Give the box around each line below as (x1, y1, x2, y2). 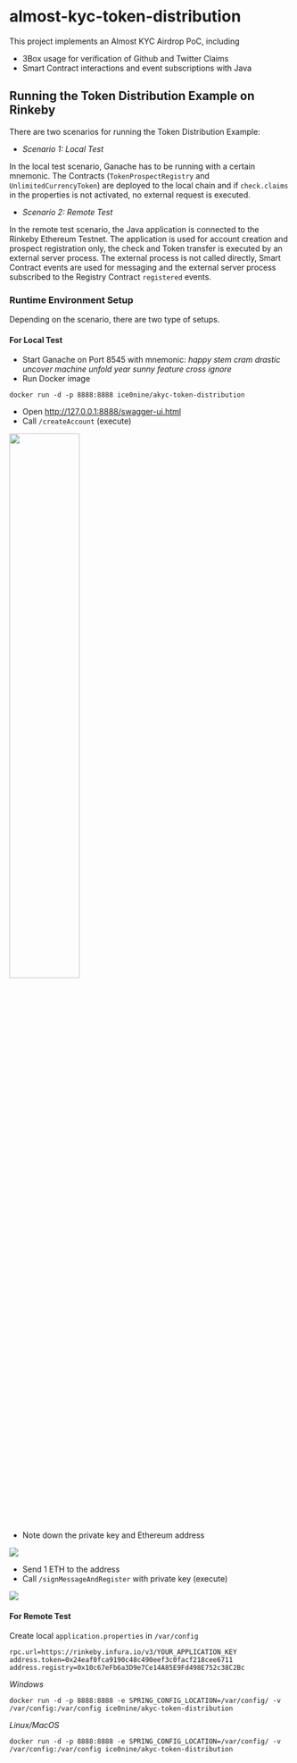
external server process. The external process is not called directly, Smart (9, 252, 281, 263)
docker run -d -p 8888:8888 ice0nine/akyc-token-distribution (9, 390, 245, 399)
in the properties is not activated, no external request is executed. (9, 189, 252, 200)
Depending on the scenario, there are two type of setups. (9, 315, 220, 325)
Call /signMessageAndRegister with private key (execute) (21, 1574, 228, 1584)
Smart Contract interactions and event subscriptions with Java (21, 63, 252, 73)
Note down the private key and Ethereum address (21, 1530, 205, 1541)
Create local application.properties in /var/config (9, 1631, 199, 1641)
